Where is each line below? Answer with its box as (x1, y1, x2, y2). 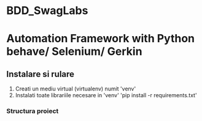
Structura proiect (6, 107, 59, 116)
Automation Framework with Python (6, 32, 195, 46)
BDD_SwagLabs (6, 4, 88, 18)
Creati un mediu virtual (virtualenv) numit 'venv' (15, 85, 136, 92)
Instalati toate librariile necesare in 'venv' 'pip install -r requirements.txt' (15, 92, 198, 99)
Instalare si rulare (6, 68, 75, 79)
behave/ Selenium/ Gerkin (6, 45, 142, 59)
